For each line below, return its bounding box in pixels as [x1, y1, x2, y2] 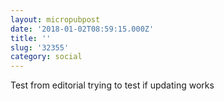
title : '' [10, 33, 52, 43]
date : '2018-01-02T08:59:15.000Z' [10, 24, 155, 34]
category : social [10, 52, 83, 62]
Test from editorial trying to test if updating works [10, 79, 215, 91]
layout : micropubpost [10, 14, 101, 25]
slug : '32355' [10, 42, 70, 53]
